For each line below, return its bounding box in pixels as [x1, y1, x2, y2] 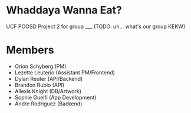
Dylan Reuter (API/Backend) [14, 75, 83, 82]
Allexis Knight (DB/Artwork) [14, 87, 81, 94]
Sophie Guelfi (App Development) [14, 94, 97, 101]
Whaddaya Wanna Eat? [6, 4, 122, 17]
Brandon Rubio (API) [14, 81, 65, 88]
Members [6, 43, 54, 57]
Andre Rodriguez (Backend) [14, 100, 83, 107]
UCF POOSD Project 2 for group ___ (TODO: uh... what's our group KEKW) [6, 23, 186, 30]
